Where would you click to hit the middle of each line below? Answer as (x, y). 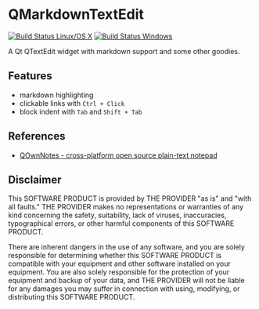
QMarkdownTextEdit (76, 15)
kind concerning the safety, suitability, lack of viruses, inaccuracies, (117, 215)
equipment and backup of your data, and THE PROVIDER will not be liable (126, 281)
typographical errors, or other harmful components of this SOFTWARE (121, 224)
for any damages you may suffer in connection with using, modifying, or (124, 289)
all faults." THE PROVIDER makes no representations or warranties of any (126, 207)
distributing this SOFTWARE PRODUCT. (72, 297)
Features (30, 76)
